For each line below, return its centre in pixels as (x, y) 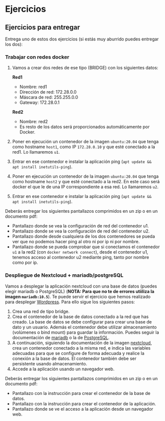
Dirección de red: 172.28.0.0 (48, 92)
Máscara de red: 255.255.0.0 (49, 97)
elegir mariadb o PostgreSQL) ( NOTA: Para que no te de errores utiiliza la (80, 291)
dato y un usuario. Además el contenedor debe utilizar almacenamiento (84, 327)
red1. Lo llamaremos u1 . (36, 152)
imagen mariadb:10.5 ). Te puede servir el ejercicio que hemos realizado (78, 296)
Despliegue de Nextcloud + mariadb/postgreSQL (64, 275)
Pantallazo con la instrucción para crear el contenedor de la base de (81, 393)
